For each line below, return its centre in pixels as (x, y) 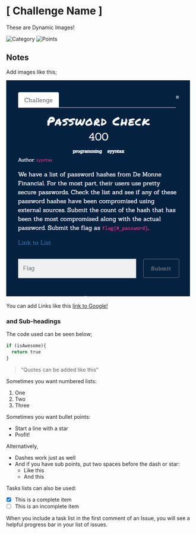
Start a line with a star (41, 428)
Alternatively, (22, 446)
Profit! (22, 434)
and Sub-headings (34, 321)
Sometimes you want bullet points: (48, 416)
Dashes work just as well (45, 457)
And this (34, 476)
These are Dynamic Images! (40, 27)
